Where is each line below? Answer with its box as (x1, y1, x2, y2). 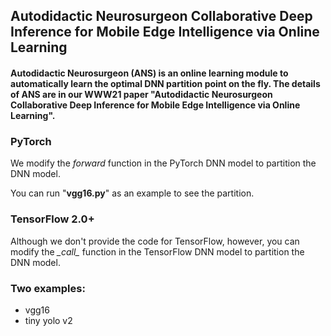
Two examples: (10, 281, 86, 295)
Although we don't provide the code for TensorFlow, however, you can (10, 235, 300, 247)
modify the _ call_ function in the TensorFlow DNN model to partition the (10, 245, 305, 258)
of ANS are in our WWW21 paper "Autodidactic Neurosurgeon (10, 88, 273, 100)
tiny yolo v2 (24, 314, 73, 326)
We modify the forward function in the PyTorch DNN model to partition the (10, 157, 317, 169)
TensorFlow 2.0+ (10, 212, 95, 226)
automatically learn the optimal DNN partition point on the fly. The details (10, 77, 321, 89)
